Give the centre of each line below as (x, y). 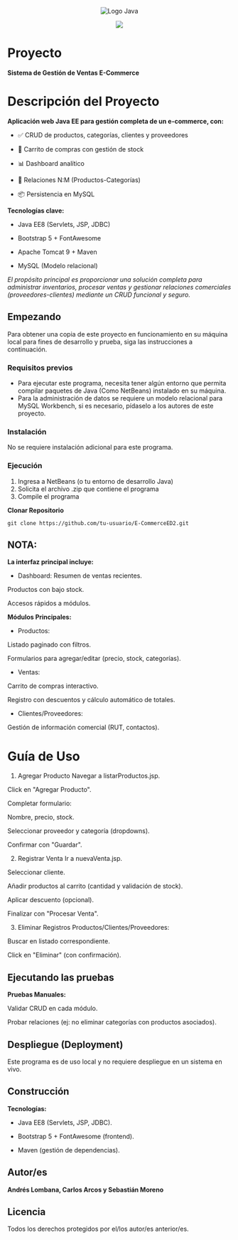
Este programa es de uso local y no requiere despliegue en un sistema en (115, 1061)
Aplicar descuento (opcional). (51, 900)
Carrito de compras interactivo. (53, 686)
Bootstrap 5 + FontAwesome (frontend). (76, 1136)
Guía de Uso (44, 756)
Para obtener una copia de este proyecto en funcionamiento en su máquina (118, 334)
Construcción (38, 1092)
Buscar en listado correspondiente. (59, 941)
